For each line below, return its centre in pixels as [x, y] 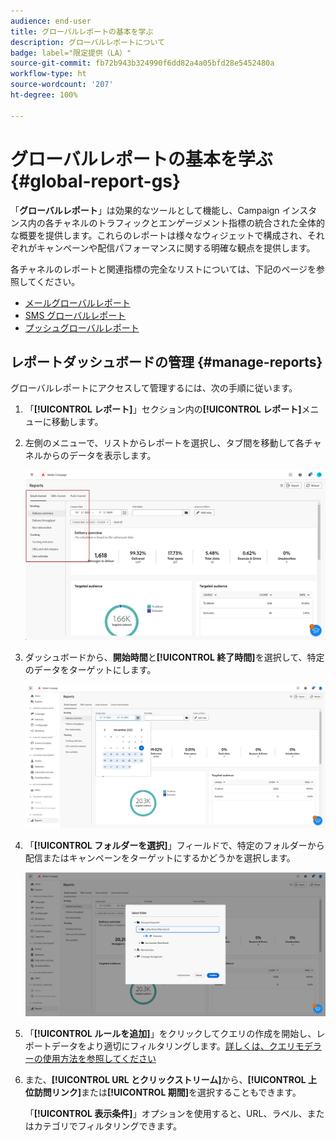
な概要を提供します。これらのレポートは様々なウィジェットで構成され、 [159, 235]
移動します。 [77, 422]
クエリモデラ [295, 1046]
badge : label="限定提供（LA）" [71, 53]
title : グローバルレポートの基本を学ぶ [82, 31]
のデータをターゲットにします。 [90, 669]
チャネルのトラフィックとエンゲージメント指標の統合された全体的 [189, 222]
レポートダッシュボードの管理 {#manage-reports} [166, 361]
